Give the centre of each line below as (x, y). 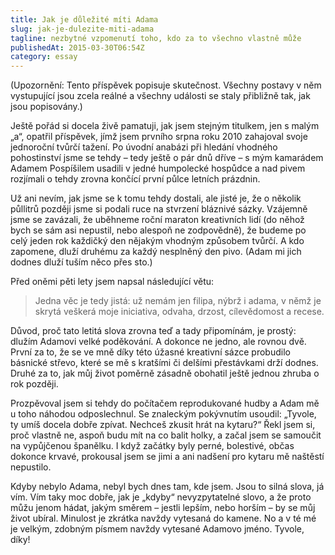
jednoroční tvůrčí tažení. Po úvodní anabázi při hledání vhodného (144, 147)
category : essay (44, 57)
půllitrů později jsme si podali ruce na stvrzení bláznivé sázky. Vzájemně (159, 209)
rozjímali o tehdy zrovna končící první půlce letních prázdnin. (135, 179)
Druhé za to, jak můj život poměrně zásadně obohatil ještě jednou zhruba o (165, 373)
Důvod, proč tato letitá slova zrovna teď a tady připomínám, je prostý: (153, 331)
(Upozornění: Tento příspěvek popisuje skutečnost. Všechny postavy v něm (166, 85)
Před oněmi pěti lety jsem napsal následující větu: (112, 282)
